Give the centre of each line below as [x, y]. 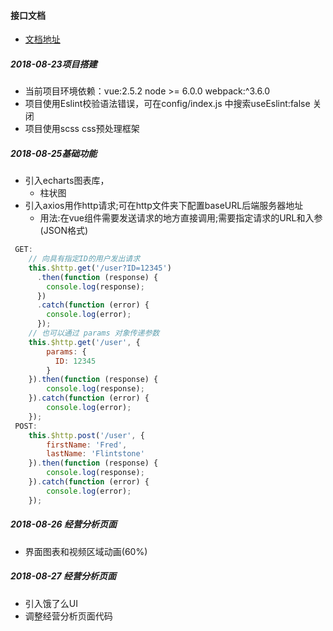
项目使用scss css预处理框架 [82, 129]
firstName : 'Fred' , [87, 445]
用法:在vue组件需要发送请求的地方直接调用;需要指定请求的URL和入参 [181, 218]
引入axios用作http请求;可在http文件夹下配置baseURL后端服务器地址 [164, 206]
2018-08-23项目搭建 [54, 64]
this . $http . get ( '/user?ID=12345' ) [100, 268]
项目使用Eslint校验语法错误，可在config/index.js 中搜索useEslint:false [167, 104]
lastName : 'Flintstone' [95, 454]
